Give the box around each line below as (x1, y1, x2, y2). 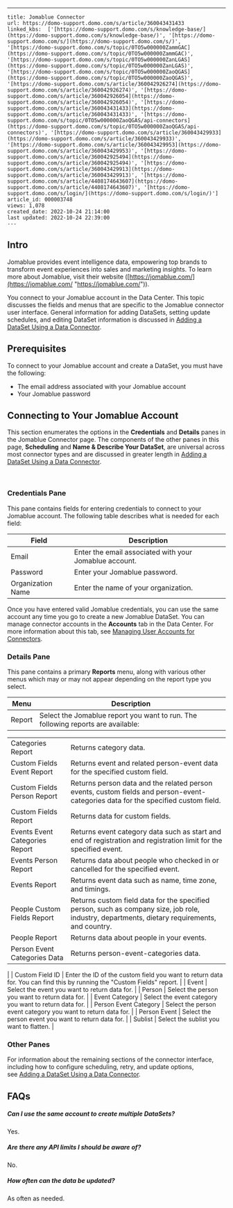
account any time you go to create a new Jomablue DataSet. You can (7, 612, 205, 620)
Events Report (10, 880, 57, 890)
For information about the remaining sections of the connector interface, (7, 1055, 214, 1064)
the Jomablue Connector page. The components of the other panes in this (7, 436, 220, 444)
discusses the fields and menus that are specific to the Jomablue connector (7, 300, 224, 309)
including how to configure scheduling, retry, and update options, (7, 1063, 194, 1071)
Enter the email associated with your (74, 547, 193, 556)
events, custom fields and (70, 787, 155, 797)
